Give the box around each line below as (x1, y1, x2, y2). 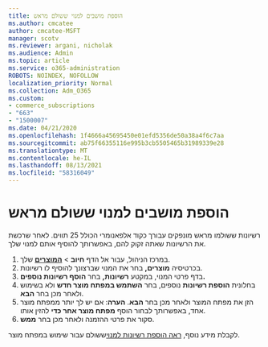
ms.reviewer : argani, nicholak (8, 42, 113, 50)
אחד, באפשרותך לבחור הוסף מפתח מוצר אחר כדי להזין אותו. (19, 305, 206, 315)
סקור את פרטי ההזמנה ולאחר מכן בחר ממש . (19, 314, 155, 324)
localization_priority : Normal (8, 79, 113, 87)
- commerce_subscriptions (8, 101, 95, 109)
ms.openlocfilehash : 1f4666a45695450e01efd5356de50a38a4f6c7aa (8, 131, 225, 139)
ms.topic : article (8, 57, 70, 65)
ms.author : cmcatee (8, 19, 74, 27)
